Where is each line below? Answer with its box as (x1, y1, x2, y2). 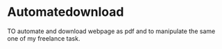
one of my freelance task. (7, 34, 80, 42)
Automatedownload (7, 4, 124, 20)
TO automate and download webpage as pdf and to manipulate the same (7, 27, 216, 35)
